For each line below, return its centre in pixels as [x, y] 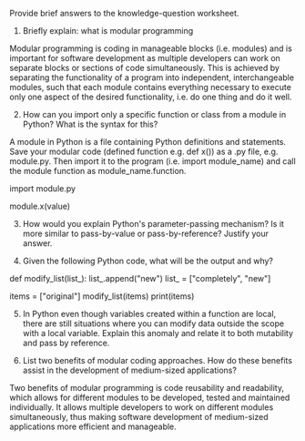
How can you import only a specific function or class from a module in [154, 114]
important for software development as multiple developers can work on [145, 58]
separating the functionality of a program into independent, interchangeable [152, 77]
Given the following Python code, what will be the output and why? [147, 261]
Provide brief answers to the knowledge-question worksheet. [124, 13]
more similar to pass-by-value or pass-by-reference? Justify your [145, 233]
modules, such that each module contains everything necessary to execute [150, 87]
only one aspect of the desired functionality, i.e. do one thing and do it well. [151, 97]
